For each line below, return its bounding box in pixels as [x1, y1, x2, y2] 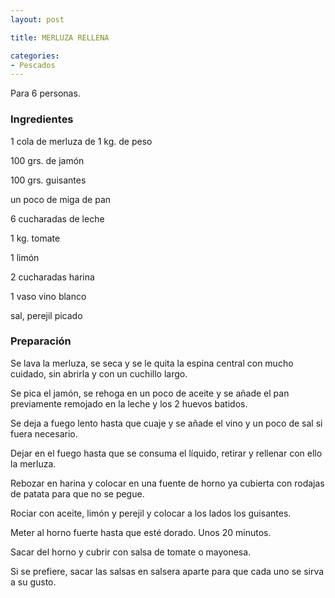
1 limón [10, 251, 40, 263]
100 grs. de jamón [10, 154, 85, 166]
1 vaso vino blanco [10, 290, 87, 302]
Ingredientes [10, 112, 74, 126]
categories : [10, 51, 60, 61]
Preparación [10, 334, 72, 348]
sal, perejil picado [10, 309, 83, 321]
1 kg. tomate [10, 232, 61, 244]
